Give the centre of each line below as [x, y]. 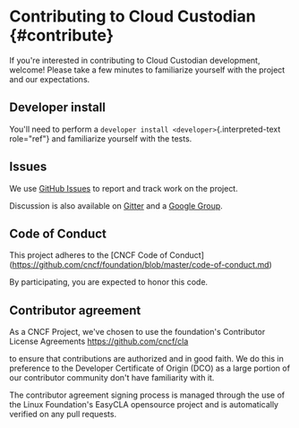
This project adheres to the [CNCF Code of [89, 255]
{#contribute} [62, 35]
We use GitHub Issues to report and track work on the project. [124, 188]
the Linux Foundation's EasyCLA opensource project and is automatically [144, 405]
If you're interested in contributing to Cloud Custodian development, [135, 60]
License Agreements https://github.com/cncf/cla [99, 341]
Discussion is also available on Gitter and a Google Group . [116, 205]
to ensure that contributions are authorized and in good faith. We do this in [146, 359]
